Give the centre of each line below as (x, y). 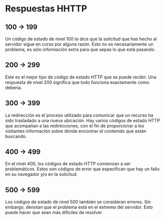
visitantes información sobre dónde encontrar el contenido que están (76, 131)
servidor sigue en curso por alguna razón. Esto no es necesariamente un (79, 44)
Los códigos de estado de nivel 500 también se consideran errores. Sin (78, 202)
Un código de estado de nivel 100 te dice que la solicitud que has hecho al (81, 39)
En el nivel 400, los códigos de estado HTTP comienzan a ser (68, 164)
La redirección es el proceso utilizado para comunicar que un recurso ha (79, 115)
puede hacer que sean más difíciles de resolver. (54, 213)
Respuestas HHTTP (46, 9)
